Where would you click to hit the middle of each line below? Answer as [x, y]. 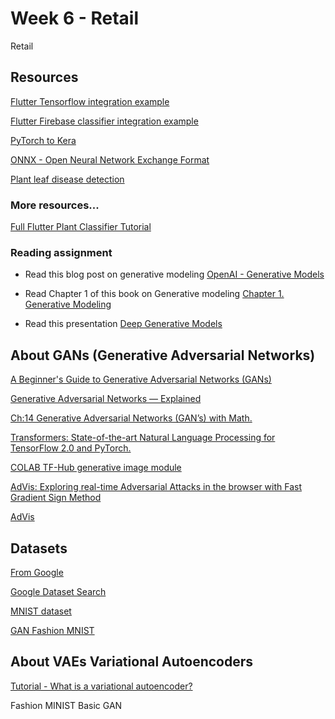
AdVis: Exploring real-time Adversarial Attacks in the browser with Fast [156, 487]
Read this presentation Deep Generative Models [123, 324]
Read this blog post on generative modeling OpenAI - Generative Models [174, 274]
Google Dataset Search [58, 591]
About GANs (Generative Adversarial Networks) [163, 355]
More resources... [55, 205]
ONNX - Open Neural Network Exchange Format [110, 159]
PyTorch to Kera [43, 140]
